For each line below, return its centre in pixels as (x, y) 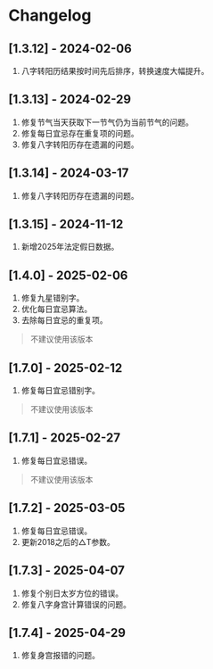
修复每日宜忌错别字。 (60, 391)
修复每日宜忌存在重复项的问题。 (80, 133)
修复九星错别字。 (53, 298)
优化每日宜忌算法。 (57, 310)
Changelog (50, 16)
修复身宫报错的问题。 (60, 656)
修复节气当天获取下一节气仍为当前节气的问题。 (107, 122)
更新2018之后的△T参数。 (68, 541)
